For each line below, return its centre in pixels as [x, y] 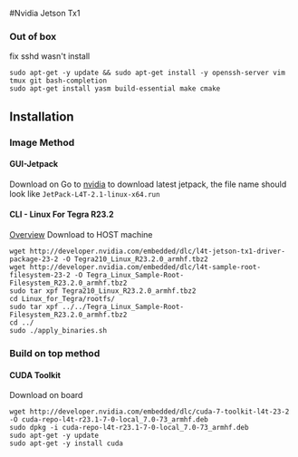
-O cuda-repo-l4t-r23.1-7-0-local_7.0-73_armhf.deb [109, 420]
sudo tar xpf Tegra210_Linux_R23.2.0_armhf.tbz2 [103, 291]
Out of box [33, 36]
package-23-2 [34, 259]
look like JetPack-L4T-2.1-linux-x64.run [85, 193]
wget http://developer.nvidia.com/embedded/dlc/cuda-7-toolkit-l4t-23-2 [149, 412]
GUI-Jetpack [34, 164]
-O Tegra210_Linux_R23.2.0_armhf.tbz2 [135, 259]
